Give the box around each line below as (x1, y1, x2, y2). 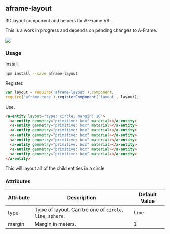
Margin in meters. (34, 220, 77, 227)
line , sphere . (34, 212, 65, 219)
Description (67, 194, 96, 201)
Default (138, 191, 157, 198)
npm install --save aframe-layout (5, 71, 78, 76)
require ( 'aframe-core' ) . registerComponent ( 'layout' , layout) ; (5, 94, 139, 99)
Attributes (5, 178, 31, 185)
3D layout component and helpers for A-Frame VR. (5, 17, 111, 23)
